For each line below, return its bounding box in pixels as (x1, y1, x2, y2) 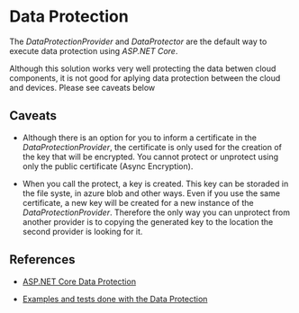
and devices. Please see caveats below (9, 82, 156, 93)
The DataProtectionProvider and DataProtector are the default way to (9, 36, 267, 47)
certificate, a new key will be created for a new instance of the (22, 197, 254, 208)
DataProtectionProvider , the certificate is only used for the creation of (22, 141, 282, 152)
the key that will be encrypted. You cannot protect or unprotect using (22, 151, 279, 162)
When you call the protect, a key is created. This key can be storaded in (22, 178, 289, 189)
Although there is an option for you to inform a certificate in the (22, 132, 257, 143)
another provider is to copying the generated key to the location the (22, 216, 274, 227)
